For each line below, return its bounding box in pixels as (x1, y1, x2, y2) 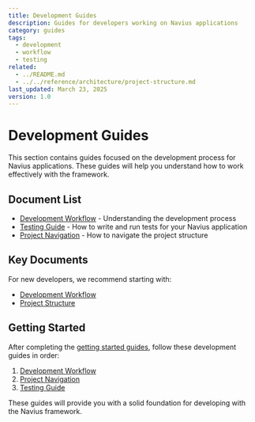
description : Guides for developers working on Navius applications (8, 19, 238, 27)
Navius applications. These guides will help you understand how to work (8, 162, 244, 171)
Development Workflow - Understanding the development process (19, 214, 237, 222)
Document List (8, 192, 81, 206)
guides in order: (8, 350, 60, 360)
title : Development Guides (8, 11, 97, 20)
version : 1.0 (8, 93, 51, 101)
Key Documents (8, 253, 88, 267)
